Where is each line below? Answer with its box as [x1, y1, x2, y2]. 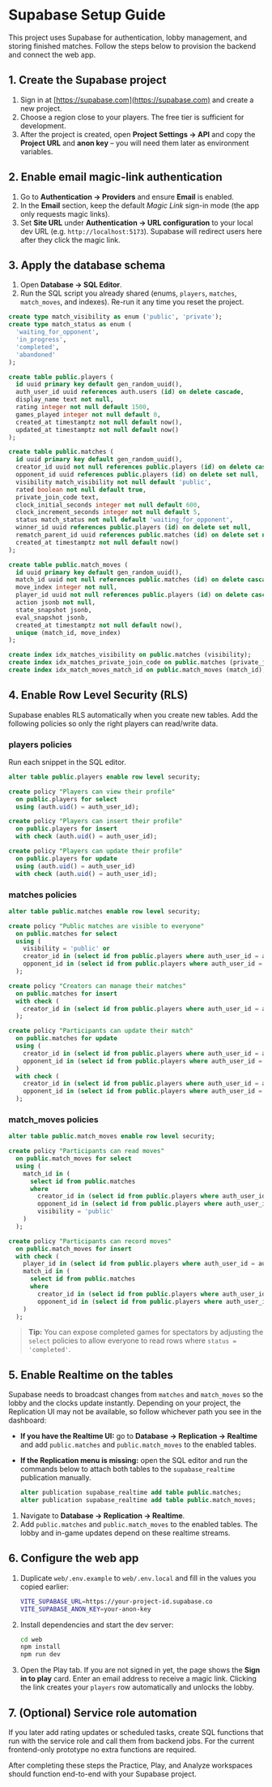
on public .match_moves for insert [15, 1245, 132, 1253]
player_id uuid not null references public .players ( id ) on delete [15, 591, 249, 599]
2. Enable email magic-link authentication [8, 170, 223, 184]
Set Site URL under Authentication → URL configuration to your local [19, 218, 253, 227]
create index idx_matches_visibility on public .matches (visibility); [8, 651, 252, 659]
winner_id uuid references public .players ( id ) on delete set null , [15, 524, 252, 532]
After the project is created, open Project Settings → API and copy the [19, 129, 256, 139]
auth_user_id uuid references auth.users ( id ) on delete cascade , [15, 388, 244, 396]
